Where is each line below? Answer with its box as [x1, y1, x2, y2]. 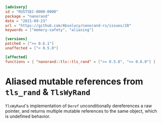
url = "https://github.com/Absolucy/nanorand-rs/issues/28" [5, 23, 132, 28]
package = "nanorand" [5, 14, 50, 19]
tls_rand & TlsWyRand [5, 86, 90, 97]
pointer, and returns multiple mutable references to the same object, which [5, 108, 157, 114]
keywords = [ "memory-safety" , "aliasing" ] [5, 28, 94, 33]
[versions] [5, 37, 28, 41]
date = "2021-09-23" [5, 18, 48, 23]
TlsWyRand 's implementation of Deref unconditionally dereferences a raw [5, 103, 152, 109]
